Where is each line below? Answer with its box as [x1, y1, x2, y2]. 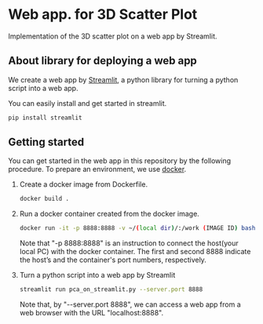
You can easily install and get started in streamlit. [8, 98, 167, 107]
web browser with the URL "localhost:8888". [19, 308, 163, 318]
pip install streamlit [8, 114, 82, 122]
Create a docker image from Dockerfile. [19, 180, 148, 189]
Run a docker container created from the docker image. [19, 209, 200, 219]
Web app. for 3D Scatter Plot [8, 5, 198, 24]
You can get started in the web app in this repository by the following [8, 156, 232, 166]
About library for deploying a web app [8, 54, 198, 67]
